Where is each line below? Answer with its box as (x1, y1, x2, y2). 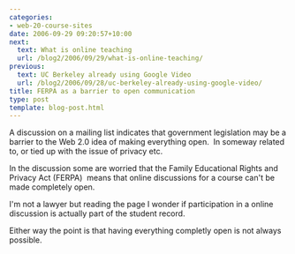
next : (9, 37, 29, 47)
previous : (9, 63, 46, 71)
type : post (9, 94, 49, 104)
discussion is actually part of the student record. (9, 208, 185, 219)
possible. (9, 235, 42, 245)
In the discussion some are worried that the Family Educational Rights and (9, 163, 278, 174)
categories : (9, 12, 53, 22)
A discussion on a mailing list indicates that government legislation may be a (9, 127, 287, 138)
